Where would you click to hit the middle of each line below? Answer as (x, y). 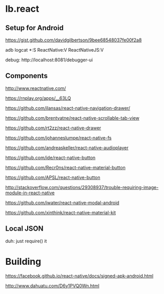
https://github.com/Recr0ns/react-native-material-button (65, 167)
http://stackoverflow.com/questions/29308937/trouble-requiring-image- (82, 187)
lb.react (22, 9)
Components (26, 76)
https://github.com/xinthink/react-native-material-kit (61, 212)
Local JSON (24, 229)
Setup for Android (35, 28)
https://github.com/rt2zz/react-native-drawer (53, 128)
